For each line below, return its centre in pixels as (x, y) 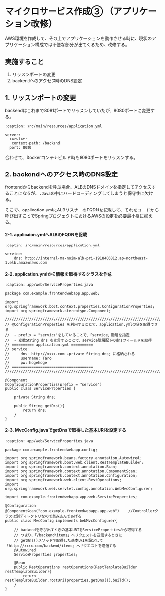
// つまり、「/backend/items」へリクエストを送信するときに (68, 535)
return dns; (35, 410)
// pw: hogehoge (26, 363)
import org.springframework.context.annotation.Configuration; (71, 475)
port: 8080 (21, 147)
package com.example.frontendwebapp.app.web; (52, 293)
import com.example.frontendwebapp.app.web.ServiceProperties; (71, 497)
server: (13, 135)
